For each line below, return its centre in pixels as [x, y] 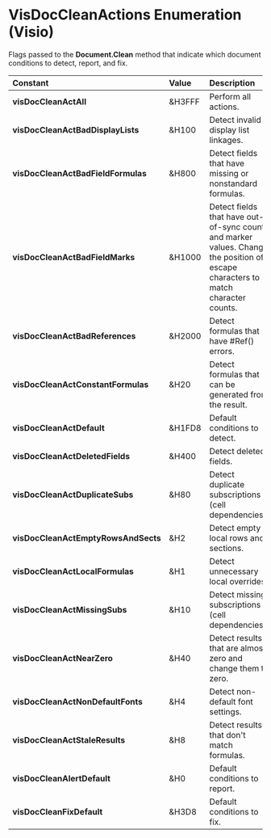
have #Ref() [231, 341]
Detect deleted [237, 451]
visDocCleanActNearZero [63, 658]
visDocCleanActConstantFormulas [81, 384]
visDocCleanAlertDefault [62, 778]
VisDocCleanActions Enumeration [125, 15]
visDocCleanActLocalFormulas [73, 571]
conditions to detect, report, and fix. [68, 63]
